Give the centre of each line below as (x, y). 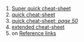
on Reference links (34, 33)
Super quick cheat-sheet (41, 8)
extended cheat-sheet (38, 27)
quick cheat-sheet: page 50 (45, 21)
